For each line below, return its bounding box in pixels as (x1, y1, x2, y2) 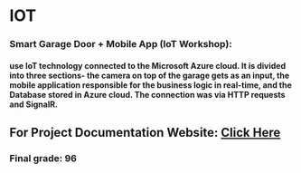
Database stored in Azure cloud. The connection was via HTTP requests (9, 89, 286, 100)
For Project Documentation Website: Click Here (9, 125, 281, 140)
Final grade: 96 (9, 152, 77, 165)
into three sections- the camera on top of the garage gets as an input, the (9, 70, 290, 81)
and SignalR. (9, 99, 59, 110)
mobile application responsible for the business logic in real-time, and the (9, 79, 292, 91)
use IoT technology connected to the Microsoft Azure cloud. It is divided (9, 60, 287, 71)
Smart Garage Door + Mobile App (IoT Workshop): (9, 38, 232, 51)
